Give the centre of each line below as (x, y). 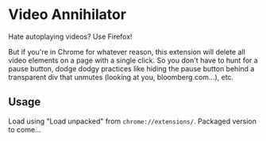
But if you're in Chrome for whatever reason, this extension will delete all (127, 51)
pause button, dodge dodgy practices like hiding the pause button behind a (131, 68)
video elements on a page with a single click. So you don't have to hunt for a (133, 60)
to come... (25, 129)
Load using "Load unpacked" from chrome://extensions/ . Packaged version (132, 121)
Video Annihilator (67, 15)
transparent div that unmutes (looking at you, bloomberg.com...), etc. (121, 77)
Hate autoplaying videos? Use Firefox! (70, 36)
